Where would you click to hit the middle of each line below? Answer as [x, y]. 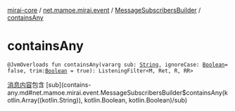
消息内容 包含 [26, 84]
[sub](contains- [68, 84]
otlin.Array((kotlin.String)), [45, 100]
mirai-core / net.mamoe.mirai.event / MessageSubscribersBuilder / [104, 10]
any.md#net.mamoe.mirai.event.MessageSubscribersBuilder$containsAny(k [118, 92]
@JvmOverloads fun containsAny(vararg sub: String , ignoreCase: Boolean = [118, 65]
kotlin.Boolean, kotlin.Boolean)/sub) [136, 100]
